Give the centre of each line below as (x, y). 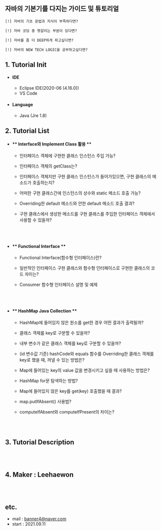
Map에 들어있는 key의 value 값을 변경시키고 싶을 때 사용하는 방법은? (85, 370)
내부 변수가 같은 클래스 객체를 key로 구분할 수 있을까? (70, 343)
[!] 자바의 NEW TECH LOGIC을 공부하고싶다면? (46, 50)
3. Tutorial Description (40, 442)
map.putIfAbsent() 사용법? (45, 401)
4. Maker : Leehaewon (40, 474)
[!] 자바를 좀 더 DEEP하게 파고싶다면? (40, 40)
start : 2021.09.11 (29, 524)
